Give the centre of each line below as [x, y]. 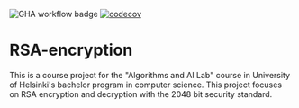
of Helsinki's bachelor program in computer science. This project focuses [145, 85]
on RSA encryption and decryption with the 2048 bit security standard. [141, 94]
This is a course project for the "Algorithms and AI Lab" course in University [150, 75]
